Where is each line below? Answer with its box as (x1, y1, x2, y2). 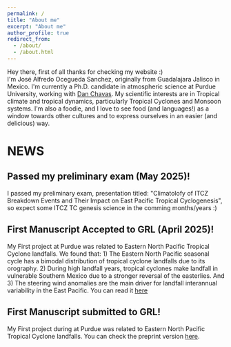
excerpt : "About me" (7, 23, 67, 30)
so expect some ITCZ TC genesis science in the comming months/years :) (7, 203, 217, 212)
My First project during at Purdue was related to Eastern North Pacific (7, 324, 205, 332)
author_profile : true (7, 29, 70, 37)
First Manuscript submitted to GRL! (7, 306, 161, 318)
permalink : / (7, 10, 45, 17)
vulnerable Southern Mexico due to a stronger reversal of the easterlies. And (7, 271, 225, 280)
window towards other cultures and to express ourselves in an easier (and (7, 111, 218, 120)
